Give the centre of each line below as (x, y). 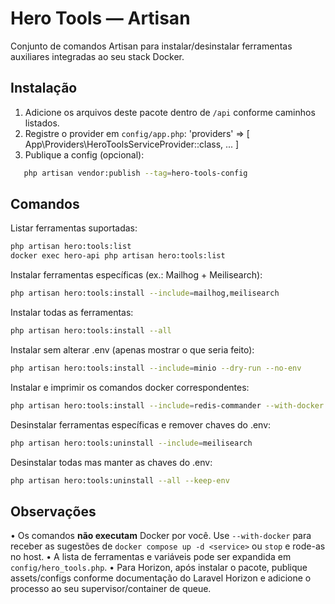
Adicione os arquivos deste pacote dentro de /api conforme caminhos (170, 112)
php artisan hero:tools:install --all (91, 331)
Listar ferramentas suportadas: (74, 228)
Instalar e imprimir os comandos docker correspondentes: (130, 387)
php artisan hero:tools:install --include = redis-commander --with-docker (167, 405)
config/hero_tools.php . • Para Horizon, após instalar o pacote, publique (159, 568)
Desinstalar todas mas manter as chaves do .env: (111, 462)
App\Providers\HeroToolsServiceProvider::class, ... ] (132, 144)
